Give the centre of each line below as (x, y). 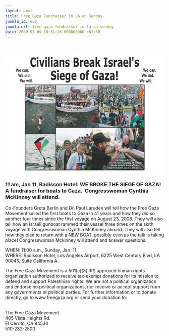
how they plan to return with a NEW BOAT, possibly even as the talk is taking (85, 235)
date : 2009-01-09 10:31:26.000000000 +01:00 (53, 32)
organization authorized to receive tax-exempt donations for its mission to (82, 276)
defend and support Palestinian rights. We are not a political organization (81, 281)
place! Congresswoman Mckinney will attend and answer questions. (76, 240)
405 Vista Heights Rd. (28, 318)
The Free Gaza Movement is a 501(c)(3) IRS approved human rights (75, 271)
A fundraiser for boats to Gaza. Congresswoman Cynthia (77, 191)
